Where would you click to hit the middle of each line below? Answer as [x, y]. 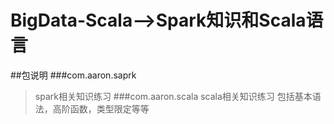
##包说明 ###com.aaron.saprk [73, 75]
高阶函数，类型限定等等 [101, 108]
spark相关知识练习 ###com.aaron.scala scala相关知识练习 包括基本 [173, 96]
